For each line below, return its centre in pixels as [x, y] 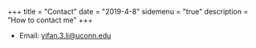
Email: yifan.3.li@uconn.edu [65, 36]
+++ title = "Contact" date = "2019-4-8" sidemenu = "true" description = [128, 12]
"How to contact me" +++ [50, 20]
